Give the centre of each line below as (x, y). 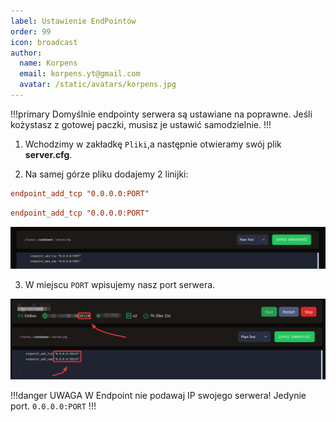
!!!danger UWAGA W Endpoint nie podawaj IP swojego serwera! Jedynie (158, 395)
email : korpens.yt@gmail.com (80, 74)
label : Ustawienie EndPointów (73, 21)
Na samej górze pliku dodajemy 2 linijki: (106, 174)
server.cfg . (48, 154)
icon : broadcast (44, 42)
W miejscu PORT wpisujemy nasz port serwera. (120, 285)
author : (26, 53)
